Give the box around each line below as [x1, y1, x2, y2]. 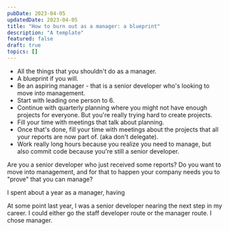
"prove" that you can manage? [7, 175, 94, 183]
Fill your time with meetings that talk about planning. [16, 118, 165, 126]
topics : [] [7, 49, 38, 56]
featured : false [7, 36, 53, 42]
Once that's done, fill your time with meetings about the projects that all [16, 125, 219, 134]
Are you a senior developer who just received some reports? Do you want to [7, 160, 221, 169]
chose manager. [7, 216, 53, 224]
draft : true [7, 42, 41, 49]
